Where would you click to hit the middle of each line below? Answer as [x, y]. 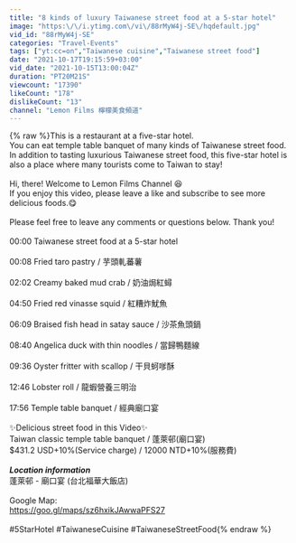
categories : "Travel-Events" [64, 43]
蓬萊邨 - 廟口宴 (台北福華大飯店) [69, 481]
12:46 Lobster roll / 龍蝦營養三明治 [73, 387]
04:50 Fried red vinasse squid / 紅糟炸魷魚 [88, 304]
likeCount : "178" [42, 93]
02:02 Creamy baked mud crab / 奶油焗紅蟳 [91, 283]
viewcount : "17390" [46, 85]
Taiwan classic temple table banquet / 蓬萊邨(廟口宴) [107, 439]
